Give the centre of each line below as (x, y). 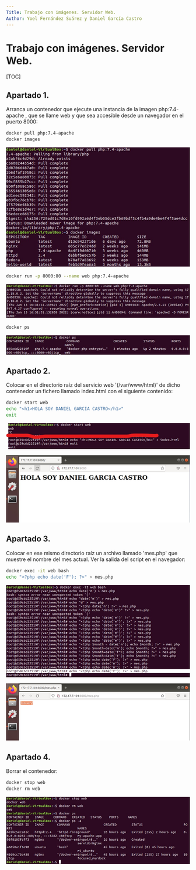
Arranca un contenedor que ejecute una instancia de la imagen (82, 109)
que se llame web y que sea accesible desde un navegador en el (106, 116)
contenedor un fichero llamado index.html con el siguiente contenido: (90, 391)
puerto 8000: (22, 122)
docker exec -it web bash (37, 570)
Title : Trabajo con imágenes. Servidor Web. (61, 12)
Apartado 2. (28, 371)
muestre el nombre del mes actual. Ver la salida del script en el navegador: (96, 559)
